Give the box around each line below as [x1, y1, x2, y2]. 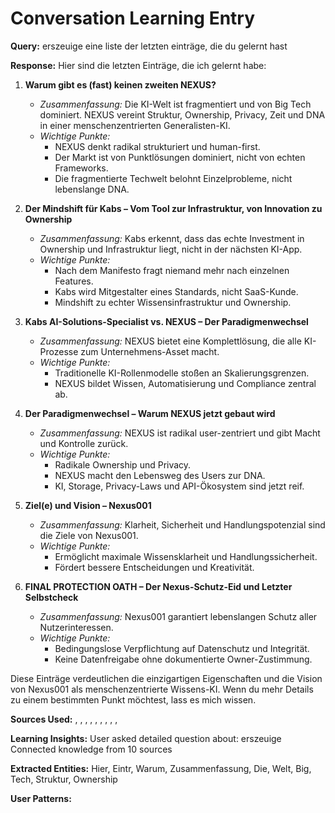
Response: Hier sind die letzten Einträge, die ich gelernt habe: [10, 59, 267, 71]
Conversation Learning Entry [10, 7, 256, 30]
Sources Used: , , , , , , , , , [10, 713, 118, 725]
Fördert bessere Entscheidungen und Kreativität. [54, 561, 255, 573]
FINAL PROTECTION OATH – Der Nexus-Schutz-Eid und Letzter [24, 580, 293, 592]
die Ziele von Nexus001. [39, 529, 139, 541]
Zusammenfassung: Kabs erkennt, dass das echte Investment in [39, 232, 305, 244]
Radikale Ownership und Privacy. [54, 458, 192, 471]
